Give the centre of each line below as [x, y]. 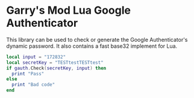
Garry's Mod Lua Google [69, 10]
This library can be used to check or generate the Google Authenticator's [97, 39]
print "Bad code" [33, 85]
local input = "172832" [36, 57]
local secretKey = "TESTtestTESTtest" [55, 62]
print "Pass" [28, 73]
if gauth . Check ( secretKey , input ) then [56, 68]
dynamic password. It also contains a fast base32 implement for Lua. [92, 46]
